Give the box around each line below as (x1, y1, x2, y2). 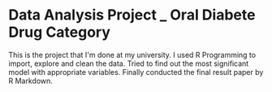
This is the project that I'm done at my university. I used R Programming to (8, 50, 257, 59)
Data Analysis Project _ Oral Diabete (8, 6, 256, 24)
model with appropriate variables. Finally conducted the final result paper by (8, 67, 264, 77)
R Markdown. (8, 76, 53, 85)
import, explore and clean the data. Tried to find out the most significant (8, 59, 249, 68)
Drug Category (8, 23, 111, 42)
